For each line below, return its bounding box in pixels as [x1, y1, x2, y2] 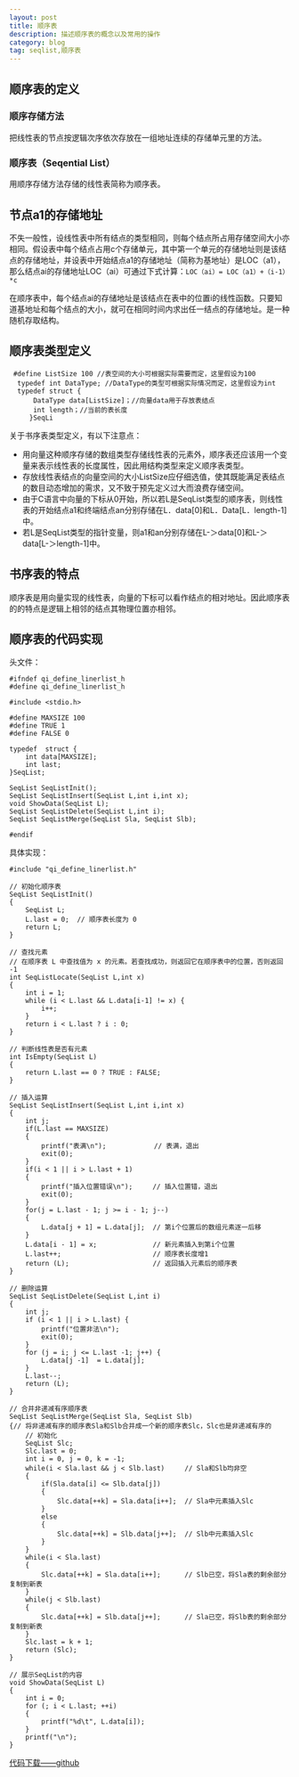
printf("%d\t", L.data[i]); [41, 1717, 145, 1726]
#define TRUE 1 [9, 721, 66, 730]
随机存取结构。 [9, 314, 64, 325]
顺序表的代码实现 [9, 632, 103, 647]
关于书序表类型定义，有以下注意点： [9, 429, 142, 441]
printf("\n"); [25, 1733, 77, 1742]
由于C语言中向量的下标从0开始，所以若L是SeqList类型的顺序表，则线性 [21, 493, 283, 504]
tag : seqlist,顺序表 [9, 46, 82, 55]
